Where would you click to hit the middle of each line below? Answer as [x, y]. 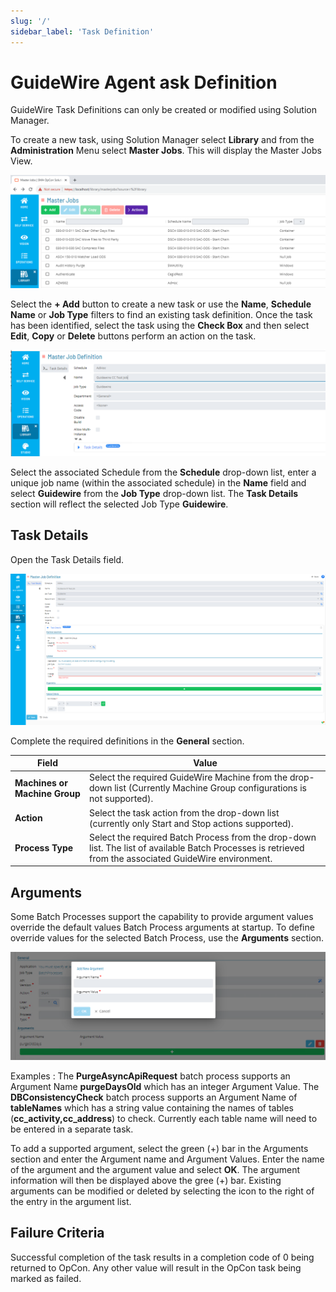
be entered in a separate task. [72, 1129]
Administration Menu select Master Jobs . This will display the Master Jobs [166, 151]
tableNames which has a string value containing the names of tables [152, 1107]
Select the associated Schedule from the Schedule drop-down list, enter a [163, 472]
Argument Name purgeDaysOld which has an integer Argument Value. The [165, 1086]
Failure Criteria [57, 1233]
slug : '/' [31, 21]
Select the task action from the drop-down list [184, 812]
